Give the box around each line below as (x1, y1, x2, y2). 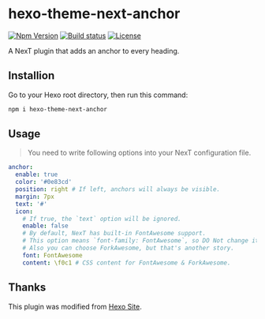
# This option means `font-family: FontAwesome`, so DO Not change (22, 237, 248, 245)
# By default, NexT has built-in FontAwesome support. (22, 230, 207, 238)
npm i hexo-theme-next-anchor (8, 105, 108, 113)
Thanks (8, 281, 47, 295)
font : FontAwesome (22, 251, 83, 259)
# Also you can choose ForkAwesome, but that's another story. (22, 244, 235, 253)
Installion (8, 69, 55, 83)
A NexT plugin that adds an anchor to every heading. (8, 46, 180, 55)
